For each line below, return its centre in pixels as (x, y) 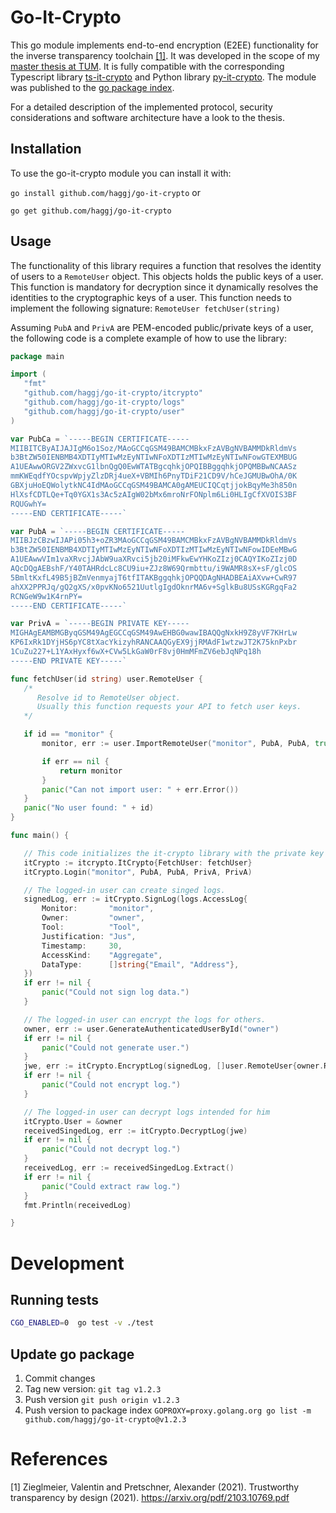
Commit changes (60, 1378)
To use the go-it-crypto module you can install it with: (121, 173)
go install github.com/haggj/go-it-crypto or (105, 192)
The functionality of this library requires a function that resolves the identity (166, 265)
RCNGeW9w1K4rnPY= (46, 596)
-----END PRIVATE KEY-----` (69, 661)
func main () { (40, 836)
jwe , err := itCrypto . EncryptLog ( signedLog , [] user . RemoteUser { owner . (174, 1066)
